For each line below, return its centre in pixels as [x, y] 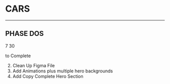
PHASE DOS [25, 34]
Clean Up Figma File [34, 65]
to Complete [18, 56]
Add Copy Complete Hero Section [48, 76]
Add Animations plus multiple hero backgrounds [62, 71]
